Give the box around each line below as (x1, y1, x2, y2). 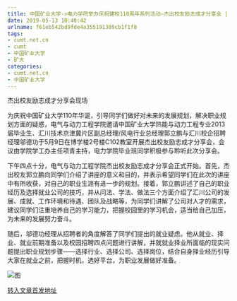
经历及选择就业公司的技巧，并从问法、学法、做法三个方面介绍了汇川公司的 (7, 188, 224, 196)
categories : (7, 63, 42, 70)
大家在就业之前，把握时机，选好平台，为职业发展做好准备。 (7, 256, 181, 265)
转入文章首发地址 (7, 286, 57, 295)
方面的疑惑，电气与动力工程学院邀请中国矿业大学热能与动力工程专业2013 (13, 120, 226, 129)
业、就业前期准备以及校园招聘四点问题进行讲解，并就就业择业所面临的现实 (7, 238, 224, 247)
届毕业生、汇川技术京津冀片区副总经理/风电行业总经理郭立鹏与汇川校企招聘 (7, 129, 226, 138)
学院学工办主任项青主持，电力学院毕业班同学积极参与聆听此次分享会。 (19, 146, 224, 155)
